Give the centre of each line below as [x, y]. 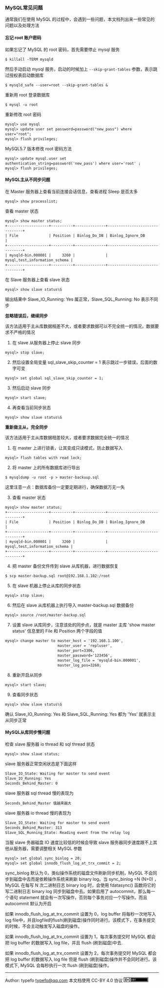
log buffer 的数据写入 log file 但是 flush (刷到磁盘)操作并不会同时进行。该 [84, 959]
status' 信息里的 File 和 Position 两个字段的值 [57, 631]
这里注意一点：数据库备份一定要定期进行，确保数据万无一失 [65, 487]
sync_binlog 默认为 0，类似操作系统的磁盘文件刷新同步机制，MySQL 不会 [79, 873]
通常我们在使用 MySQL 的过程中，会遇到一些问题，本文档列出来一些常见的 [80, 19]
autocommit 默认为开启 [28, 903]
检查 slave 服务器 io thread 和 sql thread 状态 [50, 744]
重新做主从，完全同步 [26, 427]
